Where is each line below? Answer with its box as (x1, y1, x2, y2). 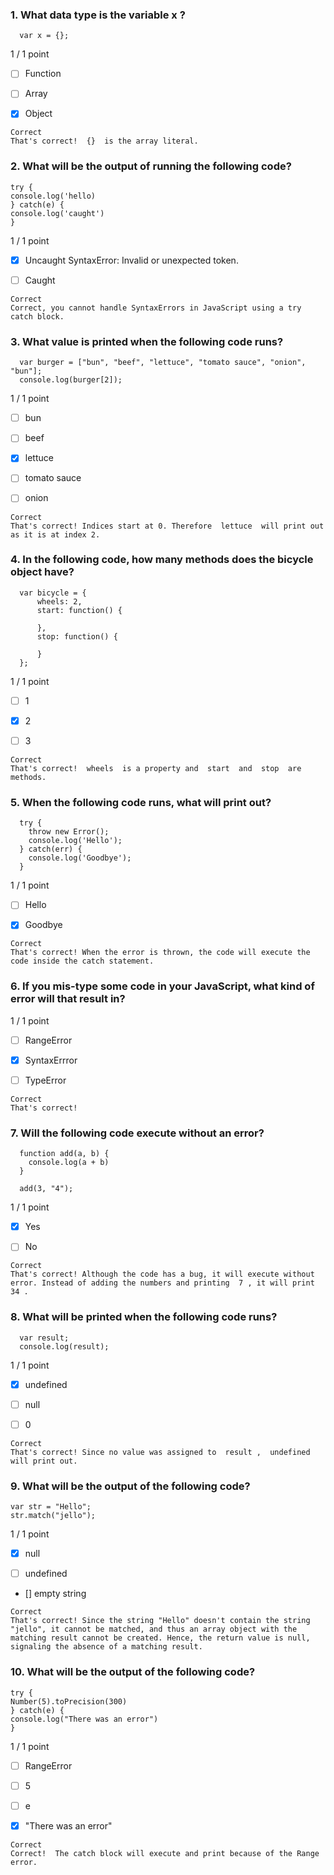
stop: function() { (36, 631, 118, 642)
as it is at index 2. (10, 529, 101, 540)
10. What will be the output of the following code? (10, 1665, 256, 1679)
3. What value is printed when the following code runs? (10, 334, 284, 348)
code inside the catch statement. (10, 956, 155, 967)
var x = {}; (19, 31, 70, 41)
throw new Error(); (28, 827, 110, 837)
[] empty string (24, 1588, 87, 1600)
